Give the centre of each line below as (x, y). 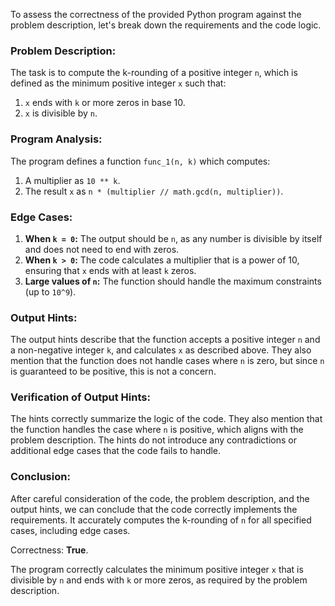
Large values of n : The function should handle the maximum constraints (173, 281)
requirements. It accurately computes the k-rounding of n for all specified (161, 520)
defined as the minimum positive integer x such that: (118, 83)
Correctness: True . (49, 550)
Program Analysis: (56, 139)
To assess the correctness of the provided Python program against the (156, 14)
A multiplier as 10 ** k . (72, 180)
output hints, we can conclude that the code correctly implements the (154, 509)
